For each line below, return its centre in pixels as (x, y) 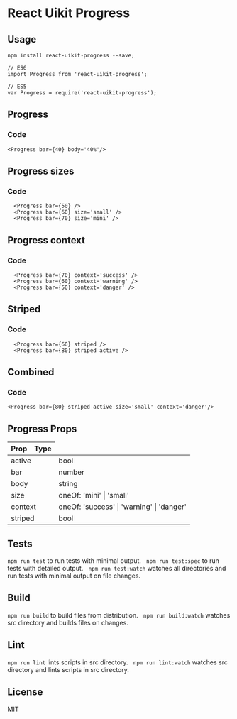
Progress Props (42, 428)
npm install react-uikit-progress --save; (71, 55)
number (72, 472)
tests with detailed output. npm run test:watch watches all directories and (117, 569)
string (68, 484)
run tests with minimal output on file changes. (74, 576)
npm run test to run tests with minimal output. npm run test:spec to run (114, 561)
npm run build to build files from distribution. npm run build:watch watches (119, 615)
